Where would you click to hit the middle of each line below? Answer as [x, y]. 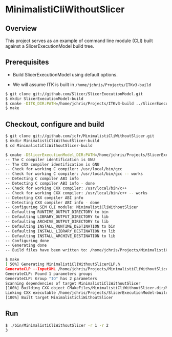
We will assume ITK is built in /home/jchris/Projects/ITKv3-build [82, 84]
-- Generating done [26, 245]
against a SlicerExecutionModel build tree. [50, 46]
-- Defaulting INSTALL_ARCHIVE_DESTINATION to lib [60, 236]
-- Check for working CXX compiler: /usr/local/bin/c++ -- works [76, 193]
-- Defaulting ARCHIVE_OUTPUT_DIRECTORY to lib [57, 222]
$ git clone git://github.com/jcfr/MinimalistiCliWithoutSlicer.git [80, 136]
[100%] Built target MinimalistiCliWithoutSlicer [59, 298]
